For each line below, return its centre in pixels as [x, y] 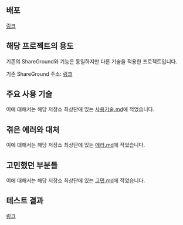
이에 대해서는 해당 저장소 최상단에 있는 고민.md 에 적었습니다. [76, 180]
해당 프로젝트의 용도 [40, 46]
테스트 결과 [25, 201]
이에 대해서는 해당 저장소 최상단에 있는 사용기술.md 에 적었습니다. [80, 109]
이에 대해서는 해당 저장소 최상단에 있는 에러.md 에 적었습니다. [76, 145]
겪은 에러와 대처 [33, 130]
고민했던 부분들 [32, 165]
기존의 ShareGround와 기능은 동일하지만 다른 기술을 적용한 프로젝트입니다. [92, 61]
